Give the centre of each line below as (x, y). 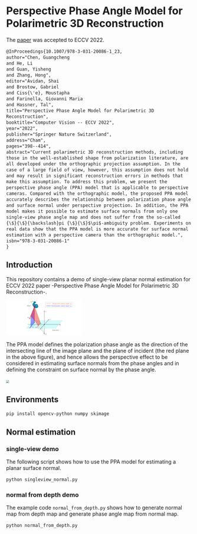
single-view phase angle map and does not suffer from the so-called (93, 217)
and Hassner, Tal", (30, 105)
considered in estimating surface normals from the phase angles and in (93, 363)
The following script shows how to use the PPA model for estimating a (91, 462)
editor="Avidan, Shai (33, 81)
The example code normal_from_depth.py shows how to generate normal (94, 508)
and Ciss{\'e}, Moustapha (38, 93)
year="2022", (22, 128)
